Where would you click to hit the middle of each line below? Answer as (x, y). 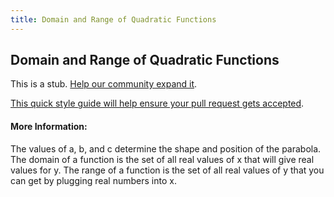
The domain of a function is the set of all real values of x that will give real (162, 159)
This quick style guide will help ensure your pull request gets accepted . (157, 103)
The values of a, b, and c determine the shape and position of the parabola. (166, 148)
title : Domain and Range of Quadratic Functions (113, 19)
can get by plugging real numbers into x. (93, 180)
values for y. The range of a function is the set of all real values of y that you (167, 170)
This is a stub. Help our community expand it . (104, 84)
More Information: (49, 127)
